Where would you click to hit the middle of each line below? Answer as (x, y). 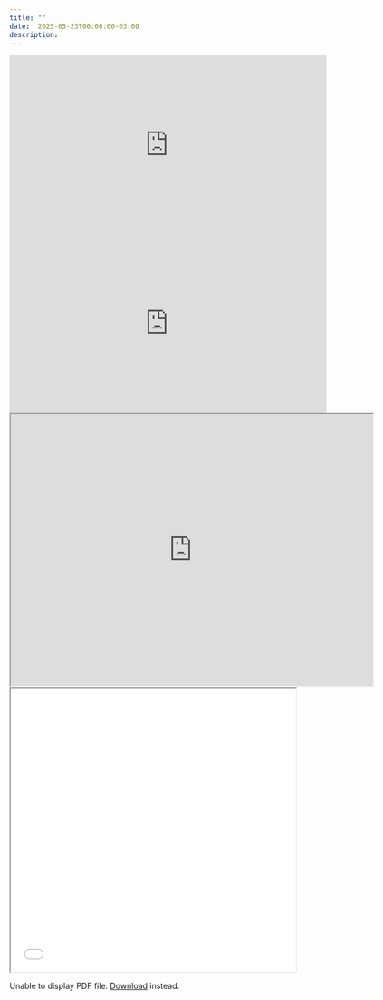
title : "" (28, 18)
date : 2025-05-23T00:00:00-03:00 (75, 26)
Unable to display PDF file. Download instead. (95, 986)
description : (34, 34)
